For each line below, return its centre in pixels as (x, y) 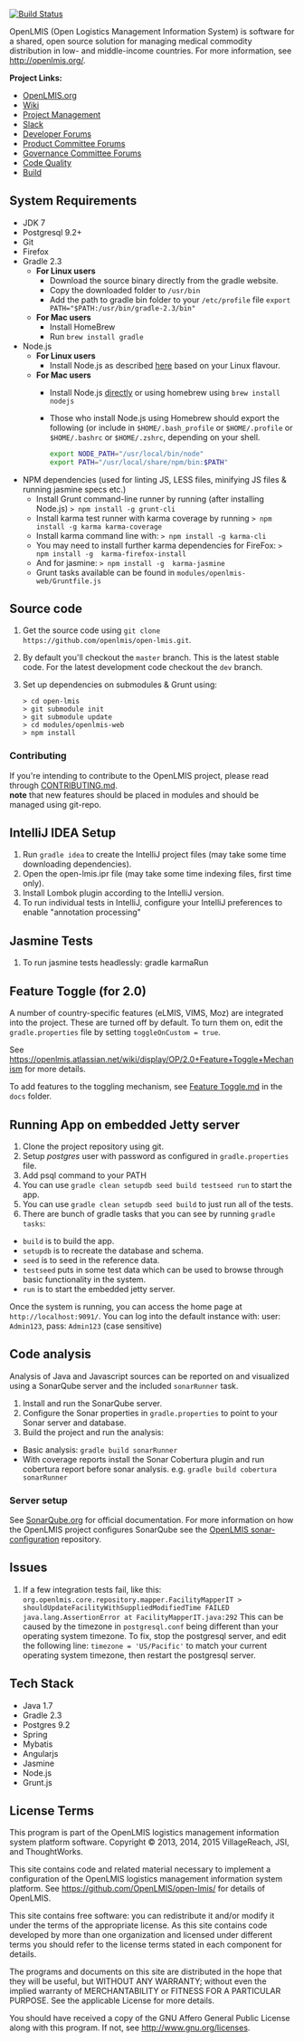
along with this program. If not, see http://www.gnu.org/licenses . (130, 2028)
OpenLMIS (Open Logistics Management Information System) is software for (152, 31)
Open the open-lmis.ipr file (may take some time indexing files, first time (157, 874)
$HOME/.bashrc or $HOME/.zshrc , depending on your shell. (155, 437)
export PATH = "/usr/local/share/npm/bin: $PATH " (139, 462)
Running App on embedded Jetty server (125, 1124)
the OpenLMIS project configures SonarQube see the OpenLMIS (129, 1529)
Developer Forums (57, 134)
